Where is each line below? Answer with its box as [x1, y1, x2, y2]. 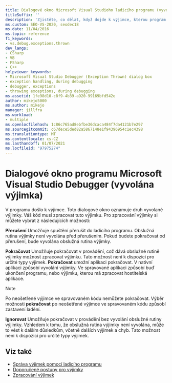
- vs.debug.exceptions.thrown [5, 41, 70, 46]
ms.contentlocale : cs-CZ [5, 136, 58, 142]
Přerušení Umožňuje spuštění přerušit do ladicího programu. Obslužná [5, 227, 155, 233]
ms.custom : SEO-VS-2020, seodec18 [5, 22, 79, 27]
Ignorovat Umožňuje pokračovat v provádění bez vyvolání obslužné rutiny [5, 316, 162, 322]
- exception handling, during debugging [5, 79, 93, 84]
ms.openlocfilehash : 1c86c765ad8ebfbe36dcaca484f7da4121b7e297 [5, 122, 143, 127]
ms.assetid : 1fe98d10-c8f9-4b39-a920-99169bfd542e [5, 93, 116, 98]
